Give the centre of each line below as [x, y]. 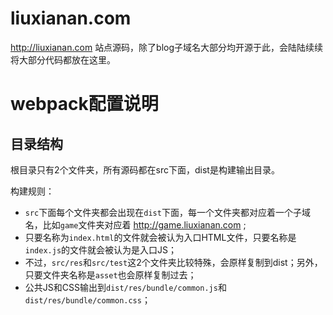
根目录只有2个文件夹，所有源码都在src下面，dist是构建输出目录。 [145, 169]
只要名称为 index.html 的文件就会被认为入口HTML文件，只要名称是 [160, 237]
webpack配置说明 [84, 104]
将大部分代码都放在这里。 [63, 59]
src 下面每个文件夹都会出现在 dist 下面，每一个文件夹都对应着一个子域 [167, 212]
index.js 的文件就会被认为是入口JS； [101, 249]
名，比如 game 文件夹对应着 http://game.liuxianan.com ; [135, 224]
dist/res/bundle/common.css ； [87, 299]
